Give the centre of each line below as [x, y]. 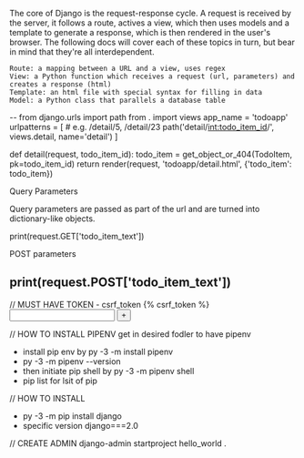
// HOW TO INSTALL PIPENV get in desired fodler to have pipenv [131, 334]
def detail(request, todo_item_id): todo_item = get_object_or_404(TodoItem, [151, 154]
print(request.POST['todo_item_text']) [121, 283]
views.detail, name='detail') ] [64, 137]
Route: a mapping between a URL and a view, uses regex [117, 68]
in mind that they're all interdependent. [82, 52]
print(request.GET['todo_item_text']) [77, 236]
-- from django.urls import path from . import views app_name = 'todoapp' [149, 117]
